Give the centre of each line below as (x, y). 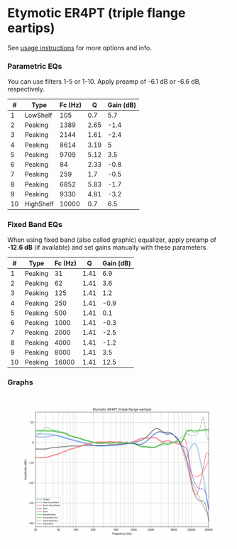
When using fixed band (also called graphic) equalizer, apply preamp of (112, 240)
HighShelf (39, 204)
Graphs (20, 382)
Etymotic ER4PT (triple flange (97, 13)
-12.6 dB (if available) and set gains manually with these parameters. (108, 248)
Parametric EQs (35, 66)
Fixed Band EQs (35, 224)
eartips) (31, 28)
